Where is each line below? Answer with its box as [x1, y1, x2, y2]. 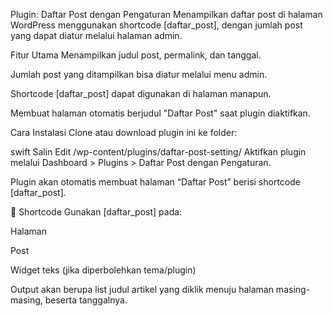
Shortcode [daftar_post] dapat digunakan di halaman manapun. [10, 88, 272, 99]
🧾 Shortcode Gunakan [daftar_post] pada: [10, 206, 183, 218]
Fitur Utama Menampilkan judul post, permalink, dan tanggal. [10, 49, 262, 61]
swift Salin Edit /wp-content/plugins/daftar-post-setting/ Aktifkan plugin [10, 146, 307, 158]
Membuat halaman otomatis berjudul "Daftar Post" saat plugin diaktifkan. [10, 107, 311, 119]
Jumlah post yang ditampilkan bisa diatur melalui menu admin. [10, 69, 268, 80]
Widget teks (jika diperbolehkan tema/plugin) [10, 264, 197, 276]
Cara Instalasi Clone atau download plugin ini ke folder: [10, 127, 238, 138]
